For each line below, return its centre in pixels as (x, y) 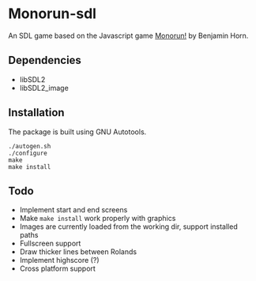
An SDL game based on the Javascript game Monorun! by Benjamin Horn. (128, 36)
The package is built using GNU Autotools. (77, 132)
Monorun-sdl (53, 14)
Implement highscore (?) (59, 260)
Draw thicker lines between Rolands (78, 252)
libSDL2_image (44, 88)
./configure (28, 153)
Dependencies (45, 60)
